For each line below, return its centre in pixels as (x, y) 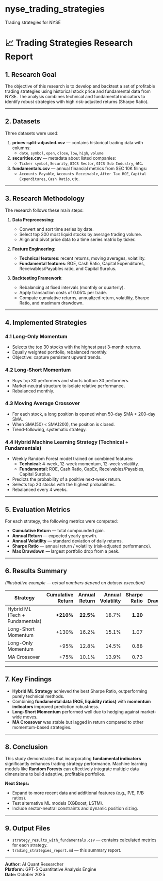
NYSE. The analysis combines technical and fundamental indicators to (75, 96)
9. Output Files (28, 828)
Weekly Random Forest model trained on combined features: (73, 459)
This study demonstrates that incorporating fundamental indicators (73, 759)
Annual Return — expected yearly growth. (55, 536)
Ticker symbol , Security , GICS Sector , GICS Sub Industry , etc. (81, 163)
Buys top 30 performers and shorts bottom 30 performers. (71, 380)
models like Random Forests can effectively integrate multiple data (72, 769)
